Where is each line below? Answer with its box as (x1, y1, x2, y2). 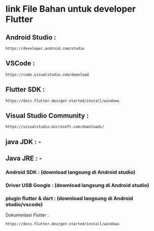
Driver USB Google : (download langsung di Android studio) (5, 182, 150, 189)
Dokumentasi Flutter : (5, 212, 49, 218)
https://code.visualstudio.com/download (5, 72, 89, 77)
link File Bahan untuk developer (5, 3, 136, 15)
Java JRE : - (5, 154, 43, 163)
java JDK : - (5, 137, 42, 146)
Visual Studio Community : (5, 112, 89, 120)
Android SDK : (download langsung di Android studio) (5, 169, 136, 176)
